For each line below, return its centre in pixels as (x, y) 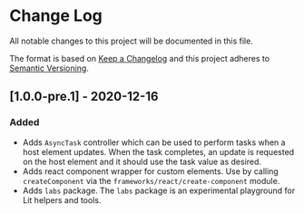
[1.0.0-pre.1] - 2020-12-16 (84, 97)
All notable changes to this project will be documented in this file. (132, 41)
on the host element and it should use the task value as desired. (142, 161)
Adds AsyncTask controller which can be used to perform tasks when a (154, 142)
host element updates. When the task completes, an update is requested (158, 151)
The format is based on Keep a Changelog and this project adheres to (140, 58)
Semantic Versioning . (49, 68)
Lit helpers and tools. (62, 199)
